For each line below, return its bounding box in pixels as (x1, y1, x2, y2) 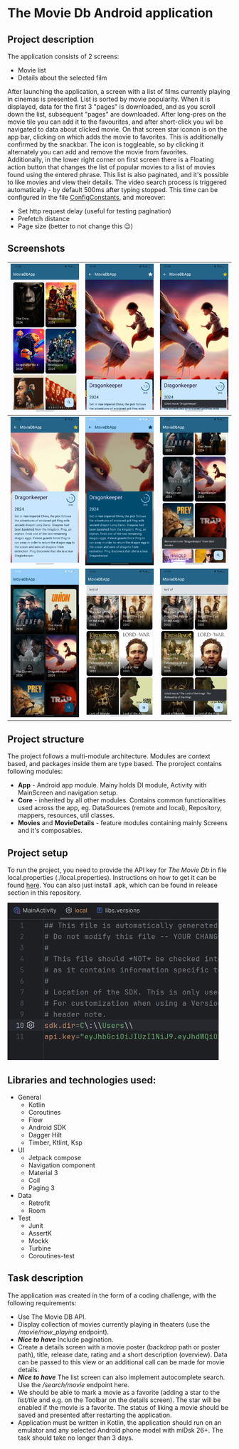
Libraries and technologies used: (7, 1074, 156, 1086)
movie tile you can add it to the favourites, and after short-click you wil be (7, 117, 223, 126)
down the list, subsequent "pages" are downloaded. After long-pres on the (7, 110, 226, 118)
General (17, 1093, 41, 1102)
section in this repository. (7, 888, 82, 897)
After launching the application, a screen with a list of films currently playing (7, 87, 230, 95)
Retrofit (28, 1199, 51, 1207)
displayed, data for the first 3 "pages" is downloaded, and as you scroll (7, 102, 216, 111)
